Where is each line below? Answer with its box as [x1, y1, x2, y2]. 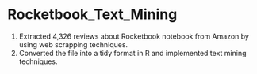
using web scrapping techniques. [18, 39, 128, 49]
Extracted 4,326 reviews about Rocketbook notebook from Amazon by [18, 31, 249, 41]
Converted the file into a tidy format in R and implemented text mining [18, 48, 247, 57]
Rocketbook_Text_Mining [7, 6, 178, 24]
